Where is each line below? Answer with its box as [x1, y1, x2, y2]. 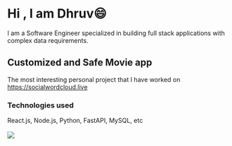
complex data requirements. [7, 36, 89, 44]
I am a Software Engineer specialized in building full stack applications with [7, 29, 225, 37]
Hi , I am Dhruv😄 [7, 6, 107, 22]
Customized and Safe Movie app [7, 57, 153, 69]
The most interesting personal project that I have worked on [7, 75, 181, 84]
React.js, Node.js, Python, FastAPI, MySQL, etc [7, 117, 143, 125]
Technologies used [7, 100, 74, 110]
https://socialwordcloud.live [7, 83, 88, 91]
